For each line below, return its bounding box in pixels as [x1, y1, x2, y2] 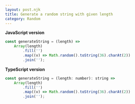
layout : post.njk [5, 7, 41, 12]
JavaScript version [5, 30, 45, 36]
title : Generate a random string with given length [5, 12, 113, 17]
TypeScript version [5, 66, 45, 72]
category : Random [5, 16, 41, 21]
